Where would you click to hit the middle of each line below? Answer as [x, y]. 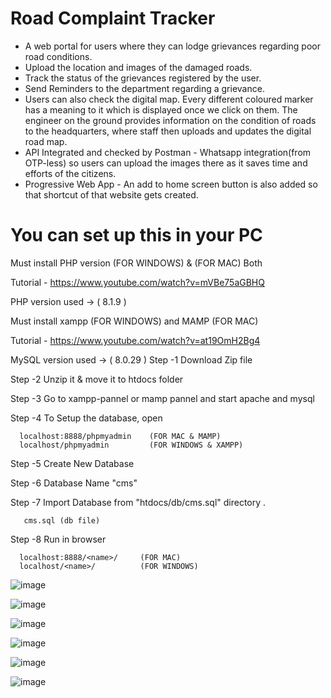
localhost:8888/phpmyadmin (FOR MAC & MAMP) [120, 436]
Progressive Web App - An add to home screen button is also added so [171, 184]
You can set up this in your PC [136, 235]
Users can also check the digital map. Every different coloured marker [169, 99]
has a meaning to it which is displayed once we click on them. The [161, 109]
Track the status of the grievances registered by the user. [143, 78]
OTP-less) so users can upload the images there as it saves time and [166, 163]
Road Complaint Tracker [113, 18]
